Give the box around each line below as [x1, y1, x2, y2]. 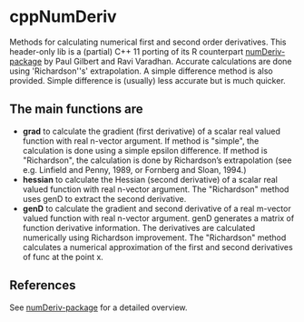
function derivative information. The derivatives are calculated [22, 222, 256, 233]
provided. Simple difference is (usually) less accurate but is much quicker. [9, 75, 286, 86]
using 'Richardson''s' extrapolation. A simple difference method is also [9, 65, 274, 76]
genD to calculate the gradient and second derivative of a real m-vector [22, 203, 292, 214]
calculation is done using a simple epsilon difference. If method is [22, 145, 268, 156]
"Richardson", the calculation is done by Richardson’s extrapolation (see [22, 155, 292, 166]
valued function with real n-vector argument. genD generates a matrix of [22, 212, 295, 224]
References [9, 277, 76, 293]
